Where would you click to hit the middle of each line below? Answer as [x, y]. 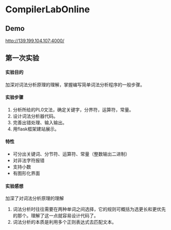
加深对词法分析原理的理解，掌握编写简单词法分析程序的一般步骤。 [75, 84]
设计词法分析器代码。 [35, 116]
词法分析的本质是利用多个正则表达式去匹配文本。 [64, 222]
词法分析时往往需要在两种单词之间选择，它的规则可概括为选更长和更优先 [89, 209]
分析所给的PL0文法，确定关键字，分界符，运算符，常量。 [73, 109]
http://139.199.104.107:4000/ [35, 41]
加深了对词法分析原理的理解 [35, 198]
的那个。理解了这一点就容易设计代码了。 [55, 216]
